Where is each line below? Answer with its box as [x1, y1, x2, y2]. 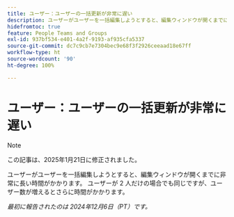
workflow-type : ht [7, 49, 61, 56]
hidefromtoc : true [7, 23, 61, 30]
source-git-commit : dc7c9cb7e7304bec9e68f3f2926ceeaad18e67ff [7, 42, 192, 49]
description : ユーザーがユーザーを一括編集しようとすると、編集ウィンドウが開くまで [7, 17, 224, 24]
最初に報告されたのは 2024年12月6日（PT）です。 [7, 202, 152, 211]
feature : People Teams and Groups [7, 29, 108, 37]
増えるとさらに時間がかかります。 [31, 187, 129, 195]
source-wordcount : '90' [7, 56, 77, 63]
